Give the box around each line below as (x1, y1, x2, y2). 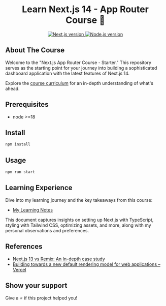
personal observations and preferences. (5, 227, 89, 233)
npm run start (5, 169, 36, 175)
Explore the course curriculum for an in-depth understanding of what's (5, 80, 154, 86)
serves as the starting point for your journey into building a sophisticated (5, 65, 157, 71)
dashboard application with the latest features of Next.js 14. (5, 70, 130, 76)
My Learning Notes (12, 207, 53, 213)
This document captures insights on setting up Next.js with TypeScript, (5, 217, 154, 223)
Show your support (5, 281, 68, 290)
